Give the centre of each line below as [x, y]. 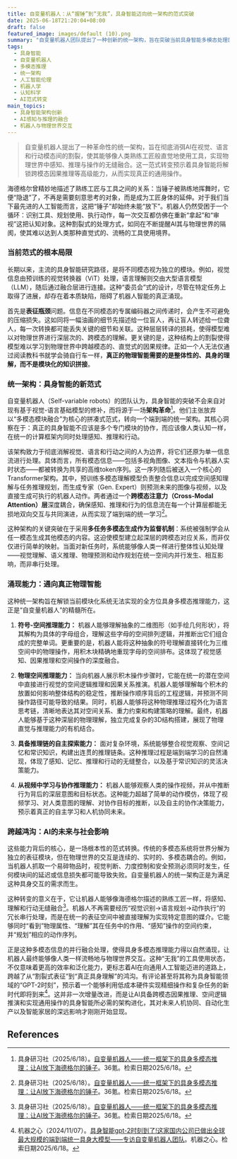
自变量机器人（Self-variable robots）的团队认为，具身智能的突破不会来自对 [116, 401]
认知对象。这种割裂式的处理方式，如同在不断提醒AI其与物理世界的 [124, 224]
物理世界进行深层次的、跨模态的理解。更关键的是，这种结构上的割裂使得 [124, 338]
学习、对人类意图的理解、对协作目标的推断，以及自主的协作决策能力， [126, 802]
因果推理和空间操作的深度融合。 [77, 660]
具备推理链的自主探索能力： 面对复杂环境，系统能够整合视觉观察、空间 [120, 743]
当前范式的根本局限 [40, 253]
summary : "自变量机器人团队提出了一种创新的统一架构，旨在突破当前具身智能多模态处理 [117, 40]
